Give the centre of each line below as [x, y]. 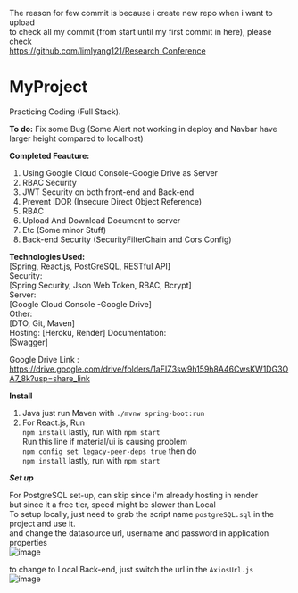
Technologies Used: [47, 256]
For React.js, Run [53, 422]
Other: [21, 313]
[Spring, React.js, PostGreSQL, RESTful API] [90, 266]
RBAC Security [50, 182]
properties [28, 542]
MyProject [49, 87]
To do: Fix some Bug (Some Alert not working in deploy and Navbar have [144, 129]
